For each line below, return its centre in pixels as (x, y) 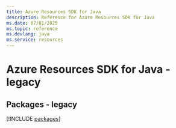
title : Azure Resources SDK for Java (54, 12)
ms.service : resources (35, 40)
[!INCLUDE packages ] (33, 119)
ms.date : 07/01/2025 (32, 23)
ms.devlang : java (28, 34)
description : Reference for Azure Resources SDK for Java (80, 17)
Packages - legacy (42, 104)
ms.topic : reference (32, 29)
